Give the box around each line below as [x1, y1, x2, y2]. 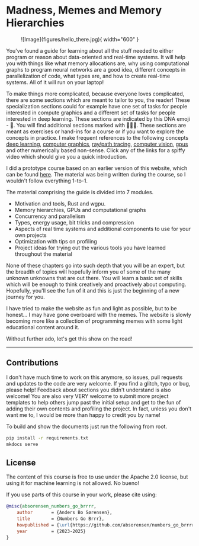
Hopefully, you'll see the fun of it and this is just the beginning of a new [6, 287, 179, 294]
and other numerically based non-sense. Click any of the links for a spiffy [6, 146, 185, 154]
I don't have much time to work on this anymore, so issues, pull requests [6, 374, 183, 381]
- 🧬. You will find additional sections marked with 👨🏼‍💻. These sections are [6, 121, 187, 129]
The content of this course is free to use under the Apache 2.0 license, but [6, 473, 188, 480]
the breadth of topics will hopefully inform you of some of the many [6, 268, 171, 275]
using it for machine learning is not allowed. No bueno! [6, 480, 139, 487]
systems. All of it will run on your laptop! [6, 78, 104, 86]
